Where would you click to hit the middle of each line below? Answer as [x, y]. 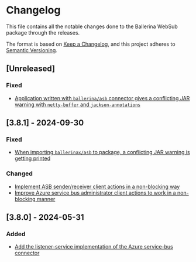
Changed [20, 173]
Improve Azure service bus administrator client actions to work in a [95, 193]
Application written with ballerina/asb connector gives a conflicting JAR [102, 98]
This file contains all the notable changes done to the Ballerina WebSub [92, 26]
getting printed [32, 158]
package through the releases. [43, 32]
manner [46, 199]
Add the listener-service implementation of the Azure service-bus [94, 247]
